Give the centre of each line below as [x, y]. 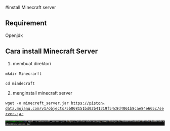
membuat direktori [32, 63]
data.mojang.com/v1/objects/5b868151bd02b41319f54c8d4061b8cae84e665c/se [85, 108]
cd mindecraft [20, 83]
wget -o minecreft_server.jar [37, 103]
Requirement [26, 23]
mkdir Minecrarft [24, 74]
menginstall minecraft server [42, 93]
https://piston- [88, 103]
